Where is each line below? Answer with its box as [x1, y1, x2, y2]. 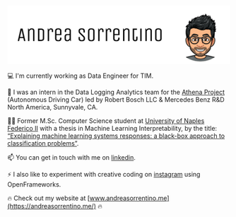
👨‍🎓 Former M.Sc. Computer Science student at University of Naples [7, 117, 205, 125]
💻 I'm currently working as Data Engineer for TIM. [7, 71, 154, 80]
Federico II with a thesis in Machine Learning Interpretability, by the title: [7, 124, 218, 133]
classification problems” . [7, 139, 79, 148]
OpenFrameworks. [7, 180, 61, 189]
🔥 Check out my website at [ [7, 194, 90, 203]
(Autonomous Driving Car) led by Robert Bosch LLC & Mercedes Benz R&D [7, 95, 225, 104]
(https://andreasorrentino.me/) [7, 202, 97, 211]
